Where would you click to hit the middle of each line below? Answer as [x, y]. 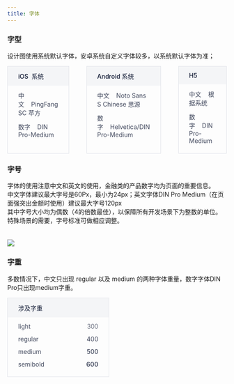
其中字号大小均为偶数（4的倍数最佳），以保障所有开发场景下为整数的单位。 [115, 212]
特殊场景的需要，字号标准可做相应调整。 [65, 221]
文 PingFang [38, 104]
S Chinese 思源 [119, 104]
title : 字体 [23, 14]
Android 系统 [116, 76]
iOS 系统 [31, 76]
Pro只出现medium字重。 [42, 287]
